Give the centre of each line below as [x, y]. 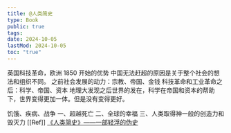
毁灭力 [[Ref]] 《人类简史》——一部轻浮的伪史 [73, 122]
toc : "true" [24, 53]
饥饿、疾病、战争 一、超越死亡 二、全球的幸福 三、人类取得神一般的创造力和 [116, 113]
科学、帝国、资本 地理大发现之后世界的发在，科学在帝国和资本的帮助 [117, 90]
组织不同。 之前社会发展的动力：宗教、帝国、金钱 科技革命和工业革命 [118, 81]
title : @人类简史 [30, 14]
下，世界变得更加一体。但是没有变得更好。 [68, 98]
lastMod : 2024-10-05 [37, 46]
